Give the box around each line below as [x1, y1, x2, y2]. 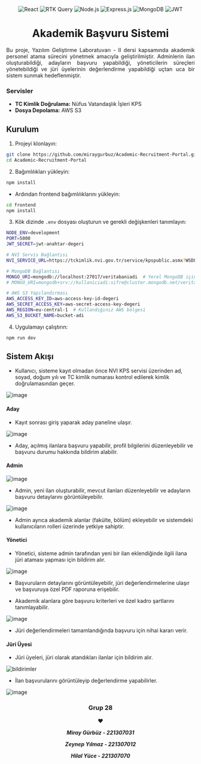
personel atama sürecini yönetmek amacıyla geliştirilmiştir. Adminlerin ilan [6, 53, 195, 60]
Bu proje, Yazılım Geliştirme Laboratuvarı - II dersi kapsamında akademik [6, 46, 195, 53]
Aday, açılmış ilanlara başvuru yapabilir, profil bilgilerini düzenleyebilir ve [14, 442, 193, 449]
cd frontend [6, 202, 36, 208]
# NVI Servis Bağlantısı [6, 252, 68, 258]
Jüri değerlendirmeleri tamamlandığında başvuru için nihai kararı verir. [14, 627, 188, 634]
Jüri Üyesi [6, 641, 32, 648]
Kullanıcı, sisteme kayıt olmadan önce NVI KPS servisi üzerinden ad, [14, 367, 182, 374]
